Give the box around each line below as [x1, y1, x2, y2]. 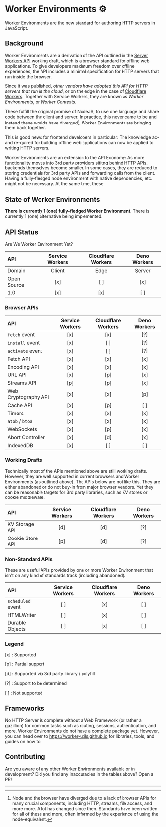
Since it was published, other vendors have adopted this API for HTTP [5, 83, 148, 89]
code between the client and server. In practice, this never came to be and [5, 114, 157, 120]
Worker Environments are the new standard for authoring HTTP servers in [5, 20, 156, 26]
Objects [7, 625, 26, 632]
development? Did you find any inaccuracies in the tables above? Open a [5, 771, 154, 777]
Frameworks [5, 704, 45, 712]
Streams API [7, 379, 37, 386]
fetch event [7, 331, 35, 338]
